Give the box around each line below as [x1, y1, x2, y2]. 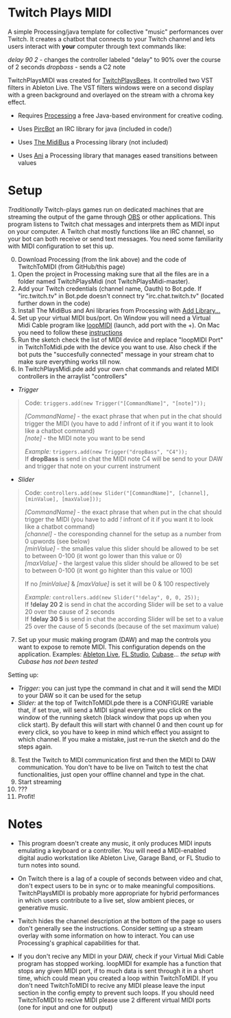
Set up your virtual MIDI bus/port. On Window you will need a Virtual [17, 313, 211, 322]
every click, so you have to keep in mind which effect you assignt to [17, 727, 210, 736]
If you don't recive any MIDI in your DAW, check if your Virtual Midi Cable [17, 952, 224, 960]
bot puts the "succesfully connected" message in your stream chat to [17, 350, 215, 358]
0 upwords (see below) [24, 537, 90, 545]
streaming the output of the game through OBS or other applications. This [8, 212, 216, 221]
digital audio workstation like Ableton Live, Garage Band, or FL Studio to [17, 854, 221, 862]
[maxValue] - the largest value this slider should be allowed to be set [24, 559, 219, 567]
